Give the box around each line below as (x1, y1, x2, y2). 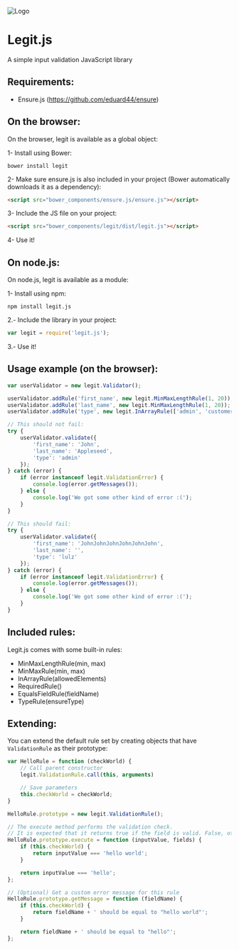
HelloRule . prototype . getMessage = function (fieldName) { (7, 895, 183, 903)
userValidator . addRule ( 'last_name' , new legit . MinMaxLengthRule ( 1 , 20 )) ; (7, 401, 231, 408)
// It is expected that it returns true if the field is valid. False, (7, 830, 224, 837)
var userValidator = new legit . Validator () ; (7, 382, 142, 389)
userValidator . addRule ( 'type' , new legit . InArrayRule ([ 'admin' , (7, 408, 202, 416)
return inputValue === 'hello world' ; (33, 850, 148, 857)
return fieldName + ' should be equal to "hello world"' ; (33, 909, 208, 916)
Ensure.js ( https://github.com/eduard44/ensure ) (17, 95, 159, 104)
